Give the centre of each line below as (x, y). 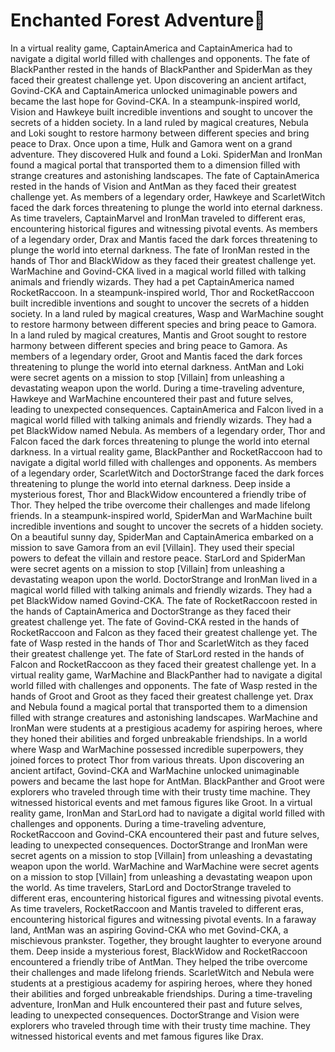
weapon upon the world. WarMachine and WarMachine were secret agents (165, 866)
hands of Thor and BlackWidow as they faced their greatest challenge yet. (163, 260)
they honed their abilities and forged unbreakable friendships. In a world (159, 738)
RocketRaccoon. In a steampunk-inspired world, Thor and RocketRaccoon (162, 292)
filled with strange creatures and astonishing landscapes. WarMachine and (164, 717)
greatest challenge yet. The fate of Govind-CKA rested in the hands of (155, 621)
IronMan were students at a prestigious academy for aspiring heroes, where (166, 728)
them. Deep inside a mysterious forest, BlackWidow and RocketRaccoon (159, 951)
